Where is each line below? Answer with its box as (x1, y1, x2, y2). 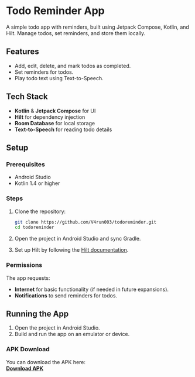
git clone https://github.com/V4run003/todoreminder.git (14, 219, 157, 225)
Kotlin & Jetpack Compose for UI (14, 107, 96, 114)
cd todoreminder (14, 224, 54, 231)
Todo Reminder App (6, 4, 105, 18)
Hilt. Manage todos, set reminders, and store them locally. (6, 29, 146, 36)
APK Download (6, 345, 50, 354)
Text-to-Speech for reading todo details (14, 126, 112, 133)
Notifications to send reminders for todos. (14, 292, 118, 299)
